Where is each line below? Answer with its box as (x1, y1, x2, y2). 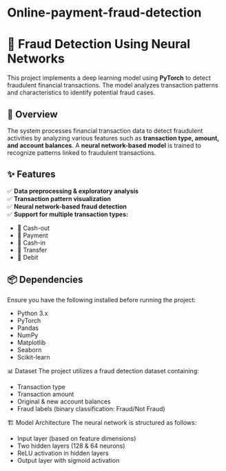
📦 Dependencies (7, 274, 83, 286)
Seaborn (17, 346, 42, 354)
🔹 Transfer (17, 246, 48, 254)
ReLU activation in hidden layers (17, 449, 109, 457)
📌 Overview (7, 108, 58, 120)
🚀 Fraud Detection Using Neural (7, 36, 191, 52)
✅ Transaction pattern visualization (7, 194, 112, 202)
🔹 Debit (17, 253, 39, 261)
